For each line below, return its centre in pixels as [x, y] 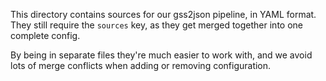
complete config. [45, 35]
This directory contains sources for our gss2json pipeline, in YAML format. [163, 14]
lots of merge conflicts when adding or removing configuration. [141, 65]
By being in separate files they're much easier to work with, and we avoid [161, 55]
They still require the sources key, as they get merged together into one [156, 25]
